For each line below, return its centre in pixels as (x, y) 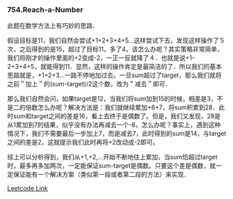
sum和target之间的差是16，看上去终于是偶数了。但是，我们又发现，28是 (117, 116)
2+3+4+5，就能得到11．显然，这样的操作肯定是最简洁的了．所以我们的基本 (115, 67)
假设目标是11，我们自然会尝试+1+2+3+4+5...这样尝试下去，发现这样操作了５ (116, 40)
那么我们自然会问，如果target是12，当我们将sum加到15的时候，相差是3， (112, 99)
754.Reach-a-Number (45, 10)
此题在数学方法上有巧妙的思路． (53, 26)
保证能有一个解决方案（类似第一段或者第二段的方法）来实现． (101, 175)
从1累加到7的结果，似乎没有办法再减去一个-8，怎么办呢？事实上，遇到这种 (114, 125)
